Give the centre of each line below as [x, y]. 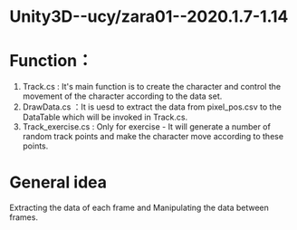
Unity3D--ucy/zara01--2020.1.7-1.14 [149, 17]
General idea [58, 182]
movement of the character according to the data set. [122, 96]
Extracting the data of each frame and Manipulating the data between [139, 208]
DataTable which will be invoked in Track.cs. [105, 117]
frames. [24, 217]
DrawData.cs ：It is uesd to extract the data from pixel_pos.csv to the [152, 107]
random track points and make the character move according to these [153, 137]
